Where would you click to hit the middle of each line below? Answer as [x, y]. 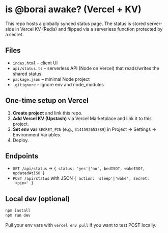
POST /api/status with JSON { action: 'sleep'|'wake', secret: [81, 178]
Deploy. [21, 140]
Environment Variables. [37, 134]
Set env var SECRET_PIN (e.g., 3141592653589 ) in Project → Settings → [85, 129]
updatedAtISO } [29, 173]
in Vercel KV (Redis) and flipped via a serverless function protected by [89, 29]
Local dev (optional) [38, 199]
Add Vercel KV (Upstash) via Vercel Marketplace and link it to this [82, 118]
